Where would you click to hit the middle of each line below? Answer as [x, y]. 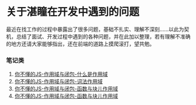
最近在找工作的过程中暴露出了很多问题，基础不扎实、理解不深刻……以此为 [95, 29]
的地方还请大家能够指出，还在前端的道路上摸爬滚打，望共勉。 [80, 44]
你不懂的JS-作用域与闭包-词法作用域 [59, 82]
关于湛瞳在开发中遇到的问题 [73, 12]
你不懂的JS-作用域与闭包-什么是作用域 [61, 74]
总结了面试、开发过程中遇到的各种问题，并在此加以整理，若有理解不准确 [103, 36]
